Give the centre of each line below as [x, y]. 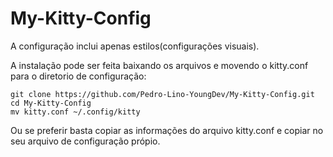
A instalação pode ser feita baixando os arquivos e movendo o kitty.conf [159, 65]
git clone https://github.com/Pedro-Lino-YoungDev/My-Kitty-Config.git [162, 94]
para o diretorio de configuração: [78, 76]
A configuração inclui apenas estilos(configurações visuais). [135, 46]
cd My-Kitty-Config [51, 103]
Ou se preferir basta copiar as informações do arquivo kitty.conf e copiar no [167, 130]
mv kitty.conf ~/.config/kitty [75, 112]
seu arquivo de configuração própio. [85, 141]
